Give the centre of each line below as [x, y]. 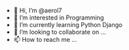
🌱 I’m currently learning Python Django [68, 25]
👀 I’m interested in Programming [59, 18]
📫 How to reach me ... [45, 40]
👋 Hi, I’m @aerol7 [38, 10]
